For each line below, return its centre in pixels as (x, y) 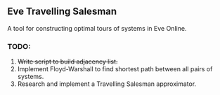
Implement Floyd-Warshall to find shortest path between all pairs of (115, 69)
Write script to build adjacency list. (67, 61)
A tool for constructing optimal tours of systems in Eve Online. (97, 28)
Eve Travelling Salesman (62, 12)
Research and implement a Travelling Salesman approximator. (107, 84)
